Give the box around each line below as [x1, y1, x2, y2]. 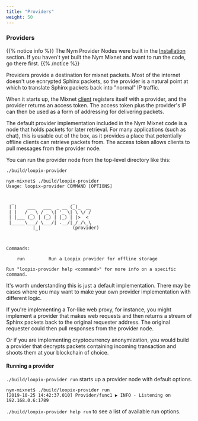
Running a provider [6, 362, 55, 369]
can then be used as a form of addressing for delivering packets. [6, 108, 165, 115]
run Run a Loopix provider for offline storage [17, 256, 158, 261]
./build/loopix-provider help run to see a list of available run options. [6, 408, 181, 415]
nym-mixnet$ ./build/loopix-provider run [6, 387, 110, 393]
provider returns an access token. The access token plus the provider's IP [6, 101, 187, 109]
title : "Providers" [6, 8, 55, 15]
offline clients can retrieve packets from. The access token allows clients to [6, 138, 190, 145]
